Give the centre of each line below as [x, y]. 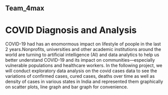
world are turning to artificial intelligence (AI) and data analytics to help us [82, 55]
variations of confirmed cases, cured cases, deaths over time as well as [80, 76]
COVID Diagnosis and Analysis [71, 30]
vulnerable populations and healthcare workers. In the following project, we [84, 66]
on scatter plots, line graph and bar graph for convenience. [67, 87]
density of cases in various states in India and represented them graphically [84, 82]
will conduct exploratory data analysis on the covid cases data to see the [81, 71]
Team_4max [25, 8]
